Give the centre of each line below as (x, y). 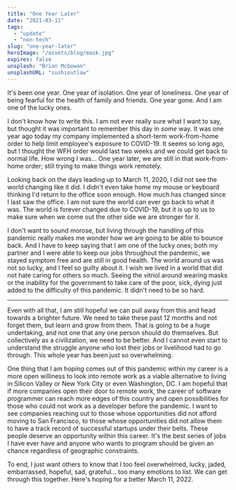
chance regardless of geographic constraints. (73, 451)
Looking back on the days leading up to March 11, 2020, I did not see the (112, 179)
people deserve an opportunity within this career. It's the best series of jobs (117, 435)
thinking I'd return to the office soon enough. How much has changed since (117, 194)
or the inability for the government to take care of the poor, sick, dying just (115, 282)
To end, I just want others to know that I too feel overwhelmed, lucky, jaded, (117, 464)
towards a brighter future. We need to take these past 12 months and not (112, 317)
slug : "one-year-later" (42, 46)
